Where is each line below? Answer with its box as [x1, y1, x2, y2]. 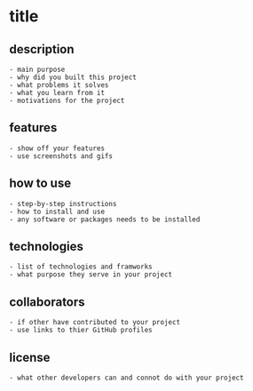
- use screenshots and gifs [9, 151, 114, 161]
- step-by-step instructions [9, 199, 117, 208]
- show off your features [9, 144, 105, 153]
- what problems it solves [9, 81, 109, 90]
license [9, 349, 51, 365]
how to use [9, 176, 72, 191]
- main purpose [9, 65, 66, 74]
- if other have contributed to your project [9, 318, 180, 327]
